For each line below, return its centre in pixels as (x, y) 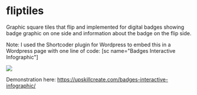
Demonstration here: (31, 79)
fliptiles (25, 11)
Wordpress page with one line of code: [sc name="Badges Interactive (91, 50)
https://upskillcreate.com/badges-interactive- (112, 79)
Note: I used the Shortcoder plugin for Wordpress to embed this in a (88, 45)
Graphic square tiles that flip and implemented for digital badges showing (95, 27)
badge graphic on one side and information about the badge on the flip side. (99, 33)
